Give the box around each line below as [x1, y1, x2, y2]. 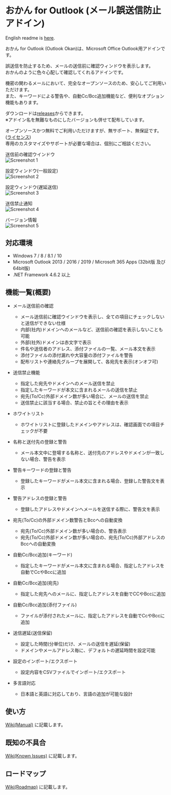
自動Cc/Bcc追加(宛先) [12, 579, 59, 586]
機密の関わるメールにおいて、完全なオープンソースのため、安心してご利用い [5, 80, 166, 86]
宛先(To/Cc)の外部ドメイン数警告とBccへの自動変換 [12, 517, 123, 523]
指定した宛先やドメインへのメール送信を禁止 [20, 380, 116, 386]
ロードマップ [5, 769, 46, 778]
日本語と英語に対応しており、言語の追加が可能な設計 [20, 691, 133, 697]
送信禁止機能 [12, 369, 40, 375]
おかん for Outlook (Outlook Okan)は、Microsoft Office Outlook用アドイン [5, 45, 161, 51]
